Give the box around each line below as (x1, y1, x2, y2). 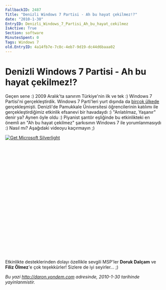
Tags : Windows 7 (5, 40, 39, 45)
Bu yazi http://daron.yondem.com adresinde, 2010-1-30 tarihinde (5, 274, 140, 280)
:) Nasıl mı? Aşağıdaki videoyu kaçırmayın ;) (5, 125, 95, 131)
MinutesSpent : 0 (5, 35, 39, 40)
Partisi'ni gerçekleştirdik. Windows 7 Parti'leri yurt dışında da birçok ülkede (5, 98, 159, 104)
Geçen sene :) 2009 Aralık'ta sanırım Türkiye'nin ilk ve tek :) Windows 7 (5, 93, 152, 99)
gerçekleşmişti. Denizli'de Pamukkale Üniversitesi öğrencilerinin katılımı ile (5, 103, 158, 110)
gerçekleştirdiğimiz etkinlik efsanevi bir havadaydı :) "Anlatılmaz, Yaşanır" (5, 109, 156, 115)
